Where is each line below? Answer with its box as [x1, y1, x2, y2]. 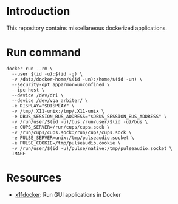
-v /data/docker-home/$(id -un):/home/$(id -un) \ [12, 76, 143, 83]
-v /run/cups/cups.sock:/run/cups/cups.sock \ [12, 129, 132, 135]
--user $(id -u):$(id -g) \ [12, 71, 83, 77]
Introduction [6, 4, 70, 18]
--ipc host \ [12, 87, 45, 93]
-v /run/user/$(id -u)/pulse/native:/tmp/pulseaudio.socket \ [12, 145, 173, 151]
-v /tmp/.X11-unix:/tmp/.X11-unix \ [12, 108, 104, 114]
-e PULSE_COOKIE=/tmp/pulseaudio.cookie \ [12, 140, 121, 146]
